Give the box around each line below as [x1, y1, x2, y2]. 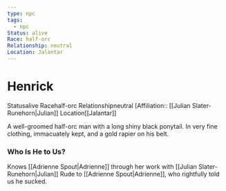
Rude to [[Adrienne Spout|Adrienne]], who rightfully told [59, 170, 220, 179]
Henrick [7, 79, 54, 94]
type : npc [7, 10, 36, 17]
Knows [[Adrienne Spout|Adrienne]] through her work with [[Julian [7, 163, 197, 171]
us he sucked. [7, 177, 47, 185]
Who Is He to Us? [7, 147, 66, 156]
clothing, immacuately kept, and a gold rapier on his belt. [7, 129, 169, 138]
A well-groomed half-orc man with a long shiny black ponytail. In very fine [7, 122, 218, 130]
